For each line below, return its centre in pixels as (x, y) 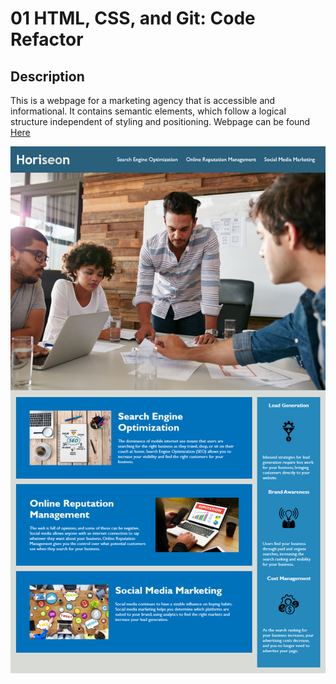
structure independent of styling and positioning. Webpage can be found (160, 121)
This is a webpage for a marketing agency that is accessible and (143, 100)
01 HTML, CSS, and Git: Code (133, 18)
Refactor (47, 39)
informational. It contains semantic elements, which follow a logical (148, 111)
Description (47, 76)
